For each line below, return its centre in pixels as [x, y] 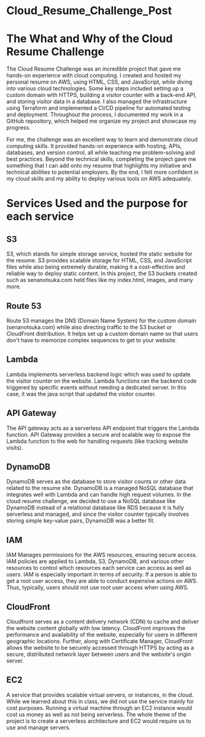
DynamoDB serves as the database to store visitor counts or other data [96, 482]
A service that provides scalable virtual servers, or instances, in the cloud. [100, 695]
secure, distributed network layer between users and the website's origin [99, 654]
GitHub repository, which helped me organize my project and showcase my [102, 121]
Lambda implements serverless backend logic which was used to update [99, 374]
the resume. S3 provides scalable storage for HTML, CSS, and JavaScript [99, 260]
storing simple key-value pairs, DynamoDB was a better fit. [81, 521]
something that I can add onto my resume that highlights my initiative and [99, 166]
